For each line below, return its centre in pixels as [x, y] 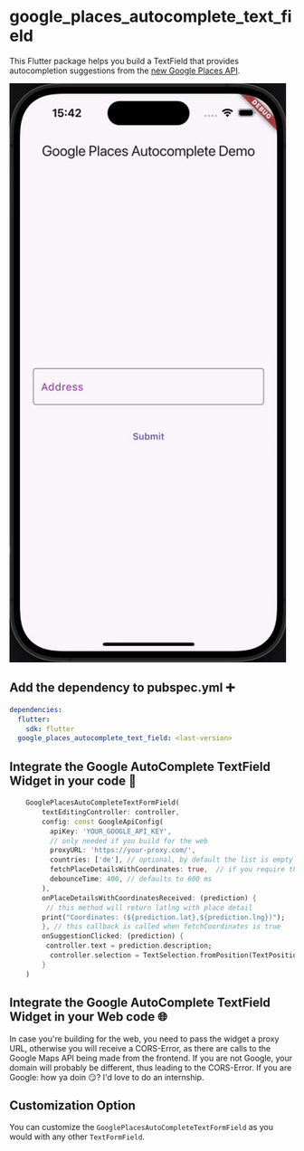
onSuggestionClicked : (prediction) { [113, 937]
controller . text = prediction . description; [129, 946]
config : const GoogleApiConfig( [103, 822]
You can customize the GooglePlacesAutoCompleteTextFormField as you [142, 1127]
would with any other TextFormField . [77, 1137]
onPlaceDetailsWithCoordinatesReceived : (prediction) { [149, 898]
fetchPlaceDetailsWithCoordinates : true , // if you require [167, 870]
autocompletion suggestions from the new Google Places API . [125, 71]
